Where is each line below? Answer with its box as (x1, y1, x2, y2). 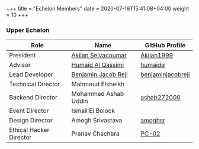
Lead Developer (9, 70, 53, 79)
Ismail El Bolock (71, 106, 115, 115)
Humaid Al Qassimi (71, 61, 124, 69)
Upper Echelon (6, 26, 50, 34)
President (9, 51, 36, 60)
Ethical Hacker (9, 126, 50, 134)
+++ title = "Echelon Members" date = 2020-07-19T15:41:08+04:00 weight (6, 5, 190, 12)
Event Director (9, 106, 49, 115)
